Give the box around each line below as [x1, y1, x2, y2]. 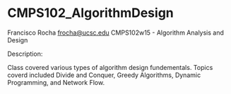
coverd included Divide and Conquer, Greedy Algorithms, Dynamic [7, 71, 201, 79]
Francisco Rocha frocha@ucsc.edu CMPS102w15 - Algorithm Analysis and [7, 28, 225, 37]
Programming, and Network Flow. [7, 78, 105, 86]
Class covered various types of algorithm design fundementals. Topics [7, 63, 213, 71]
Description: [7, 49, 43, 58]
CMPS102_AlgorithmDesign [7, 5, 174, 21]
